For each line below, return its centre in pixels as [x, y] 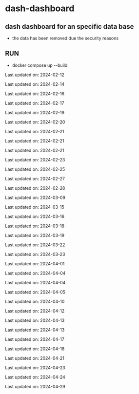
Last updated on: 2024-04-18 [35, 349]
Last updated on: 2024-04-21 [35, 358]
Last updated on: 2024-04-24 [35, 377]
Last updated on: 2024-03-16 [35, 216]
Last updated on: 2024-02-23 [35, 159]
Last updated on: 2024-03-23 [35, 254]
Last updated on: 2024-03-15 [35, 207]
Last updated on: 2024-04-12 [35, 311]
